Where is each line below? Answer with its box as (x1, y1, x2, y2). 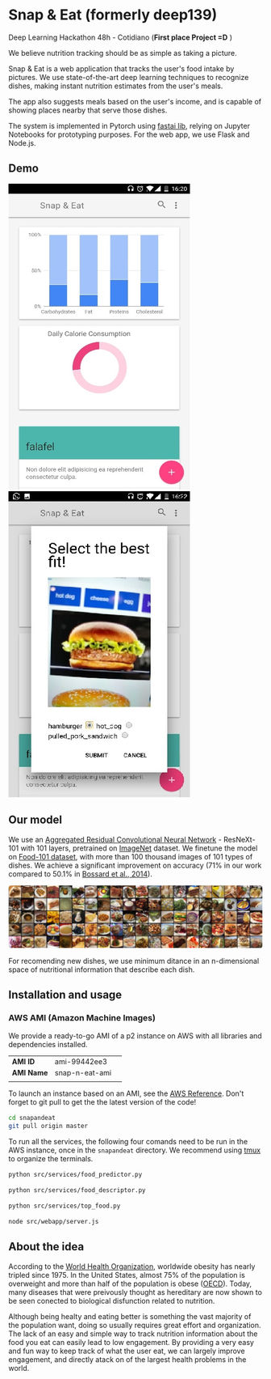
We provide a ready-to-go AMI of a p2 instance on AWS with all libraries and (8, 1030, 262, 1041)
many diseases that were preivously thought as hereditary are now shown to (8, 1287, 262, 1296)
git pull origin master (8, 1122, 89, 1131)
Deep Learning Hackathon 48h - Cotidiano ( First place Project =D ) (8, 32, 232, 42)
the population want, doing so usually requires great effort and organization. (8, 1320, 261, 1330)
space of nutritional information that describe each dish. (8, 965, 195, 974)
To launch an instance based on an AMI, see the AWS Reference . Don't (8, 1088, 244, 1098)
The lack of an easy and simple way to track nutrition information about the (8, 1329, 258, 1339)
